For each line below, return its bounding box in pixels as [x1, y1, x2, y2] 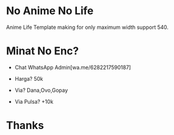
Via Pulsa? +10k [14, 98, 54, 105]
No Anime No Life [6, 4, 94, 18]
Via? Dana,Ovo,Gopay [14, 87, 68, 94]
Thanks [6, 119, 44, 132]
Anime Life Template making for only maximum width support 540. [6, 24, 169, 31]
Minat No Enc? [6, 44, 79, 58]
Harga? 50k [14, 75, 43, 82]
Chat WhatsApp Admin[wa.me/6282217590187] [14, 64, 131, 71]
